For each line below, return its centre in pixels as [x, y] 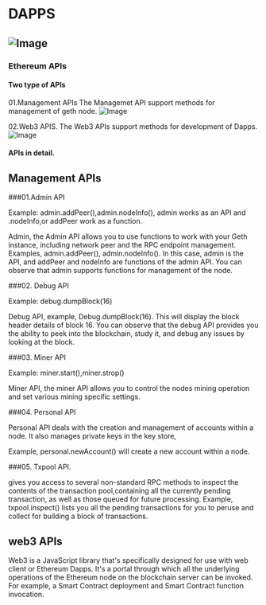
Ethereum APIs [38, 66]
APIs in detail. [32, 153]
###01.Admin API [37, 197]
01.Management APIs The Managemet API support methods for [112, 102]
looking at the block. [42, 342]
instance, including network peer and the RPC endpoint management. [122, 245]
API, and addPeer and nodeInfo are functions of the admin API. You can [125, 262]
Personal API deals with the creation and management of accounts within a [131, 427]
